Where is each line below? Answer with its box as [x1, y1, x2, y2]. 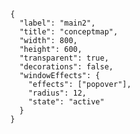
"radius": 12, [27, 88, 88, 98]
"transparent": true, [19, 53, 109, 63]
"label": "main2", [19, 18, 96, 28]
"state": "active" [27, 97, 105, 107]
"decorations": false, [19, 62, 114, 72]
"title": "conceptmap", [19, 27, 119, 37]
